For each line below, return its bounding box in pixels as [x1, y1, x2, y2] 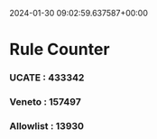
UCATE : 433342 [9, 71, 85, 84]
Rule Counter [9, 40, 110, 60]
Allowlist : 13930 [9, 119, 84, 132]
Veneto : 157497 [9, 96, 81, 108]
